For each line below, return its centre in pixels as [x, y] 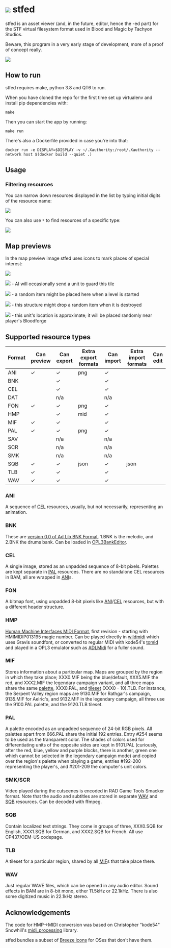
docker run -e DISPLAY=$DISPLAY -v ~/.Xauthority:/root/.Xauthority [79, 150]
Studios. [14, 34]
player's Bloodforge [26, 321]
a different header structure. [35, 607]
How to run [23, 75]
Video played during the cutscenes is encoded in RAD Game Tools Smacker [85, 791]
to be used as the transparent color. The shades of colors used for [75, 740]
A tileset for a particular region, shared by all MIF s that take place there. [80, 861]
